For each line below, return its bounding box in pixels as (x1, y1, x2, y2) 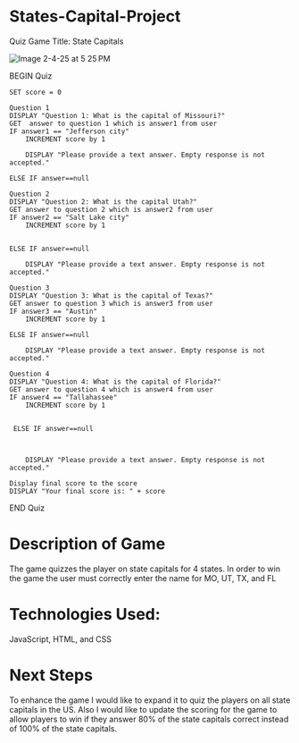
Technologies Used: (9, 604, 161, 625)
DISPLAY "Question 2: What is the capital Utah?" (9, 197, 198, 207)
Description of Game (9, 534, 166, 554)
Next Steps (9, 665, 94, 685)
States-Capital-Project (9, 6, 181, 27)
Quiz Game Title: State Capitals (9, 36, 124, 46)
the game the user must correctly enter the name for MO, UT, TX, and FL (9, 572, 277, 583)
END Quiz (9, 502, 46, 513)
